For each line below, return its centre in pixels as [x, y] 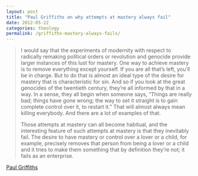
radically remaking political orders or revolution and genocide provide [106, 57]
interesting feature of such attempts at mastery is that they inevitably [105, 131]
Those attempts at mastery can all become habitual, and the [94, 125]
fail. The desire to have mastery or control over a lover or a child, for [104, 137]
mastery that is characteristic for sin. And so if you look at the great [103, 82]
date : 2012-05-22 [28, 22]
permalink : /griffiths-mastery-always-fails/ [63, 34]
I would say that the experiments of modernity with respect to [96, 50]
